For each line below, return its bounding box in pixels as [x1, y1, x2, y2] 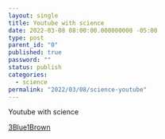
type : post [8, 33, 44, 42]
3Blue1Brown [8, 122, 51, 132]
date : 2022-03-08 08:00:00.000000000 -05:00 [8, 26, 158, 34]
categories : [8, 71, 48, 79]
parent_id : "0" [8, 41, 59, 49]
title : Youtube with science [8, 19, 105, 27]
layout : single [8, 11, 59, 20]
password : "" [8, 56, 52, 64]
